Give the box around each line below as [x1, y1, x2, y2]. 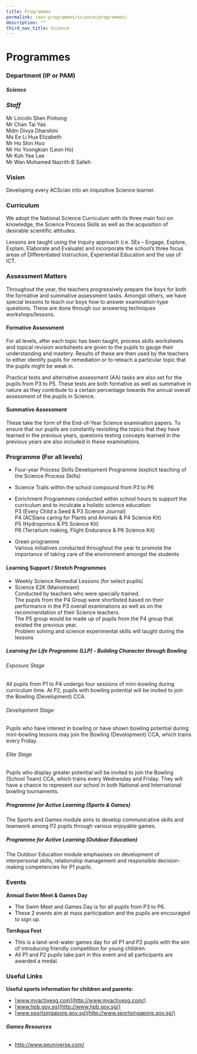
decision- [157, 857, 181, 865]
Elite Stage [6, 751, 32, 758]
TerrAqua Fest [6, 927, 42, 934]
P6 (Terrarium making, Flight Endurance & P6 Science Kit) [14, 526, 155, 534]
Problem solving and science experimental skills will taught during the [14, 627, 184, 634]
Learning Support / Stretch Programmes [6, 564, 106, 571]
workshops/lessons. [6, 310, 55, 317]
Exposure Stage [6, 662, 45, 669]
